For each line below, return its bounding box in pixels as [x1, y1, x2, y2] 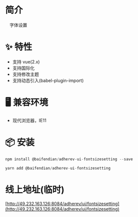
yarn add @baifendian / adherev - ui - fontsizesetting [5, 166, 111, 171]
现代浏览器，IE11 [12, 117, 46, 123]
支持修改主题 [12, 71, 39, 77]
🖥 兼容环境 [5, 97, 48, 108]
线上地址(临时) [5, 184, 65, 195]
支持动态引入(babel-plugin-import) [12, 77, 84, 83]
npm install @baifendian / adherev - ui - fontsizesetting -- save [5, 157, 133, 162]
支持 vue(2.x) [12, 58, 40, 65]
